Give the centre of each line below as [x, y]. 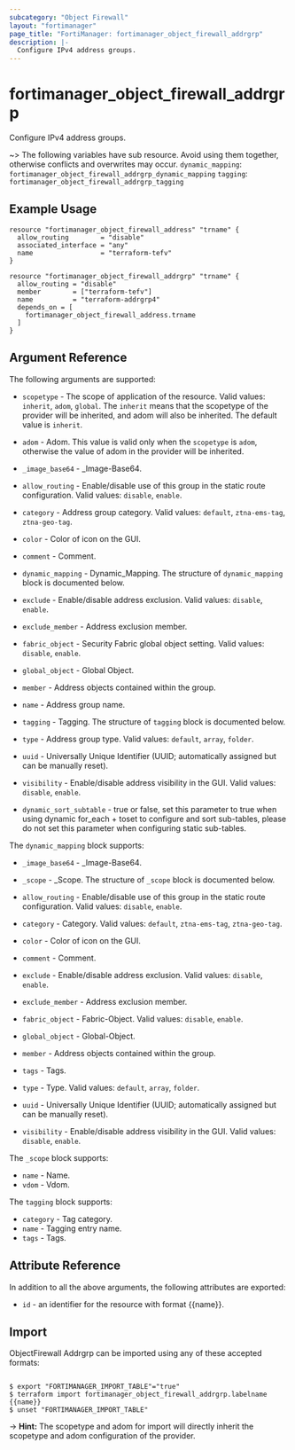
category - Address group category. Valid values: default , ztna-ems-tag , [154, 512]
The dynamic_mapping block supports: [77, 845]
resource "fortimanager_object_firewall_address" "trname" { [124, 230]
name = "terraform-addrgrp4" [89, 299]
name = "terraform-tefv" [95, 253]
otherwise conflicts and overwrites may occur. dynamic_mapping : [125, 164]
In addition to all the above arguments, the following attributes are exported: [147, 1287]
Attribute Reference [65, 1266]
